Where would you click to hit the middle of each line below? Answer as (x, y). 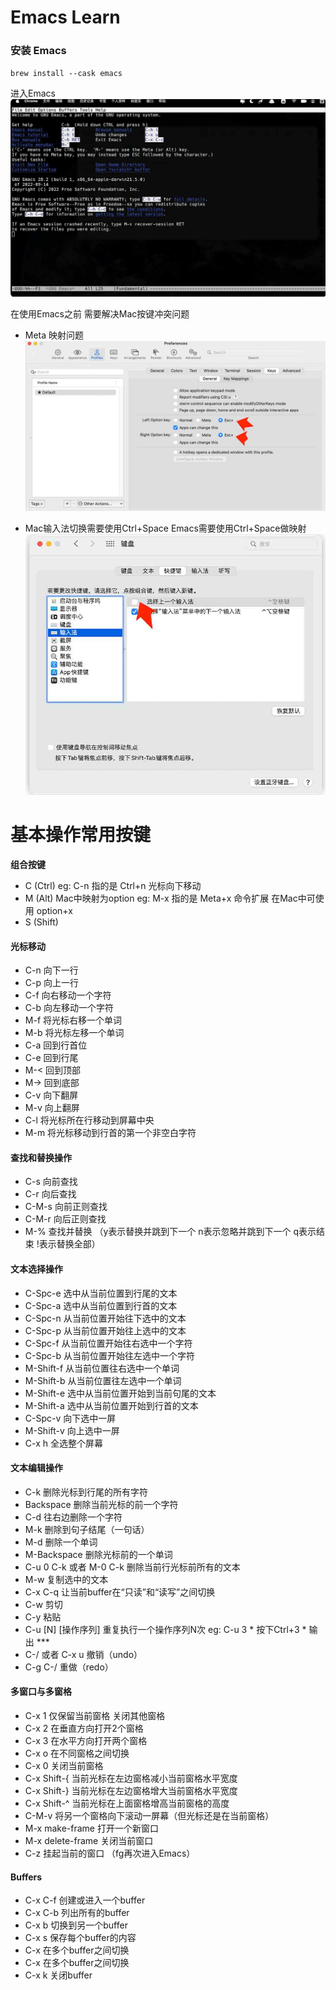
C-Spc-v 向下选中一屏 (70, 1418)
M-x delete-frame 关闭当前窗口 (89, 1841)
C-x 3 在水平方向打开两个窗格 (86, 1741)
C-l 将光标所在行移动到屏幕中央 (89, 1120)
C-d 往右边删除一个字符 (73, 1517)
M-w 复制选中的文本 (66, 1579)
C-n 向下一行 (51, 970)
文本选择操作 (36, 1269)
